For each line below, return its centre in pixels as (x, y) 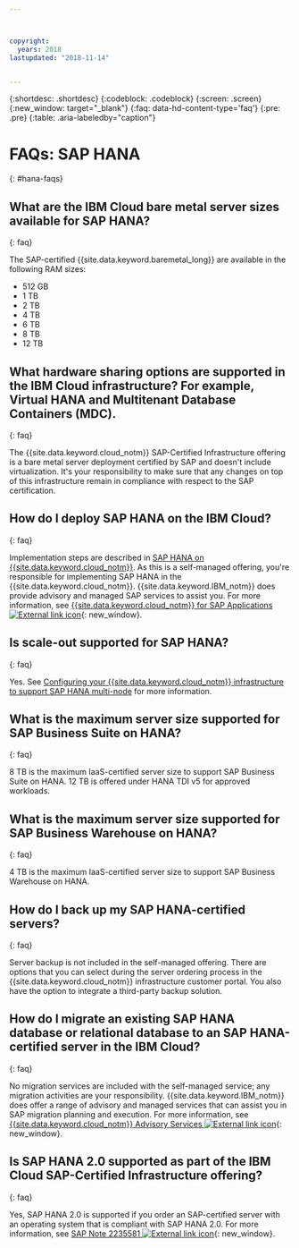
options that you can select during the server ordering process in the (136, 972)
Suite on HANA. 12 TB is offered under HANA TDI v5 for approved (130, 781)
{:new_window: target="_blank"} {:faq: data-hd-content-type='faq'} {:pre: (145, 108)
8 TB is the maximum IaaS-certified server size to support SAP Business (142, 772)
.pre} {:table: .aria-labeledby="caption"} (83, 118)
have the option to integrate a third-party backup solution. (116, 991)
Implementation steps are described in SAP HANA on (107, 557)
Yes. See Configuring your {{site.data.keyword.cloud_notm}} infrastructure (146, 682)
